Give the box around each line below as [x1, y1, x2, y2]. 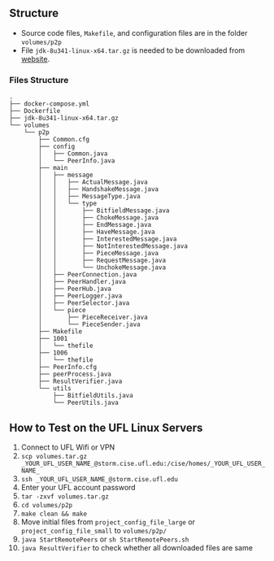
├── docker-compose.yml [9, 100, 90, 108]
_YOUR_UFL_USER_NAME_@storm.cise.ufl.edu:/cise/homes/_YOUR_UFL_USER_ [20, 459, 266, 467]
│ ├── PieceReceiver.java [38, 313, 149, 322]
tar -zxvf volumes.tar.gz [20, 492, 109, 501]
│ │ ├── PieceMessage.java [38, 250, 159, 258]
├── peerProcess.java [38, 370, 112, 379]
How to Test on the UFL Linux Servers [9, 420, 203, 434]
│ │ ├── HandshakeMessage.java [38, 185, 159, 194]
